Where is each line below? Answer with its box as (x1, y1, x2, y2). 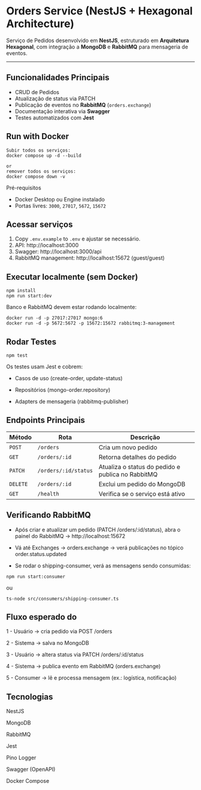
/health (37, 490, 60, 497)
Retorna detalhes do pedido (98, 453, 176, 461)
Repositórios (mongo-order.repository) (14, 386, 111, 394)
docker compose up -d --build (6, 152, 82, 158)
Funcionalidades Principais (6, 73, 109, 83)
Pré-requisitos (6, 184, 42, 191)
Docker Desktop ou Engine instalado (14, 196, 105, 203)
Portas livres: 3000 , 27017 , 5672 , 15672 (14, 202, 106, 209)
